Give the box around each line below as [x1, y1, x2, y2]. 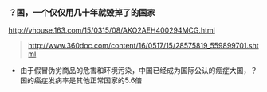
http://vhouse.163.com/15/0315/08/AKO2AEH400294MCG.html [8, 25, 215, 35]
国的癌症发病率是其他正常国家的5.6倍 [19, 75, 143, 85]
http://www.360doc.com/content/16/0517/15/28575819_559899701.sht [27, 41, 259, 51]
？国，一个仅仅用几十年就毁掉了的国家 [8, 6, 155, 17]
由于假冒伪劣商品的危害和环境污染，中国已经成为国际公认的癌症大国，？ [19, 66, 257, 75]
